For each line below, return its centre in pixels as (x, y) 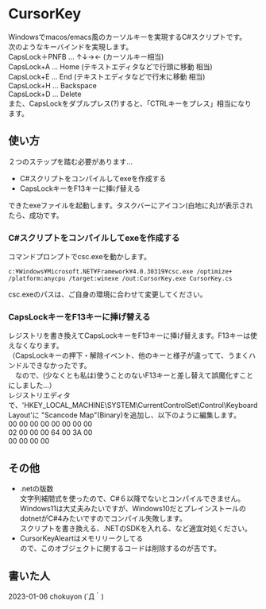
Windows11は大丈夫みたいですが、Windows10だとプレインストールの (133, 509)
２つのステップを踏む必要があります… (71, 161)
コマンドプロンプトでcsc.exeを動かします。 (79, 257)
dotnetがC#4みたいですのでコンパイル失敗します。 (103, 518)
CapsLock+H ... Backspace (52, 85)
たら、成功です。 (36, 215)
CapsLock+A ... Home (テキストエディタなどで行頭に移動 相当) (110, 66)
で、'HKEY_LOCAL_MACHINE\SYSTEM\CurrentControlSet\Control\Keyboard (133, 405)
